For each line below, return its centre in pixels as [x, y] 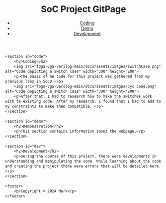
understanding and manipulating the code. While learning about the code [83, 161]
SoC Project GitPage [83, 9]
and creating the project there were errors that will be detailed [77, 166]
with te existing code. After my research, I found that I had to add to [83, 101]
